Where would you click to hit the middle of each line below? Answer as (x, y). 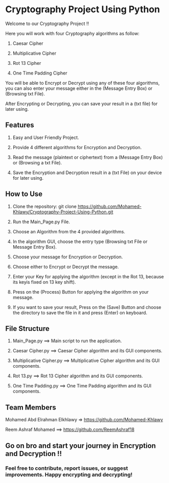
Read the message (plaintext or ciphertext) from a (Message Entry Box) (88, 157)
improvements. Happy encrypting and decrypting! (69, 474)
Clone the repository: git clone (44, 206)
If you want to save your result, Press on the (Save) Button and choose (87, 307)
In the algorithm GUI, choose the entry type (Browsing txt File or (80, 241)
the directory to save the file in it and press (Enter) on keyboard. (80, 312)
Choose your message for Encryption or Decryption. (68, 257)
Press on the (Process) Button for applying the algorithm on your (81, 292)
